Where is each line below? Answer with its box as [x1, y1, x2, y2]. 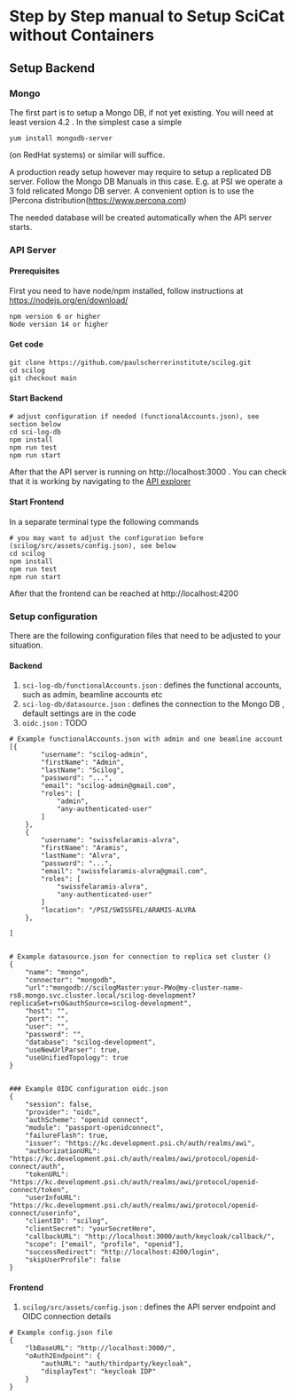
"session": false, [25, 1100, 93, 1110]
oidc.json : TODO [21, 718, 88, 728]
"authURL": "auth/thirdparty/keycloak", [41, 1359, 192, 1369]
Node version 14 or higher [9, 320, 109, 329]
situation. [9, 640, 43, 650]
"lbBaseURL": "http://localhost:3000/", [25, 1344, 176, 1353]
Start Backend [9, 393, 64, 403]
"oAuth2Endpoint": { [25, 1352, 101, 1361]
